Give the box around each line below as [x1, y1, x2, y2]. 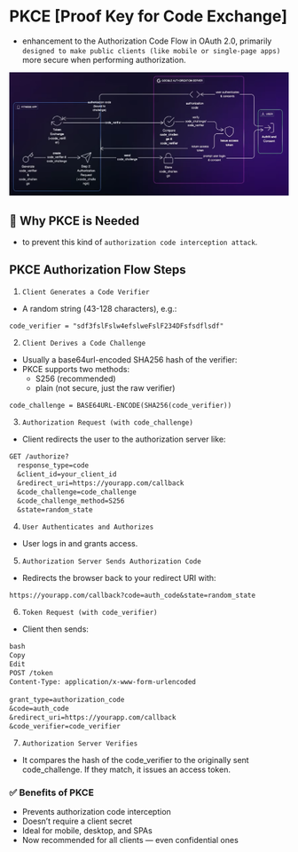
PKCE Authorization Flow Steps [9, 262, 186, 277]
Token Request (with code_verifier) [21, 608, 158, 617]
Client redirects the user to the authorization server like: [21, 434, 226, 444]
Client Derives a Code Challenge [21, 338, 146, 347]
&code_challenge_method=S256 [17, 496, 125, 506]
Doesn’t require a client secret [21, 816, 133, 827]
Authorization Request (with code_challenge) [21, 418, 193, 427]
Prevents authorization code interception [21, 807, 171, 817]
